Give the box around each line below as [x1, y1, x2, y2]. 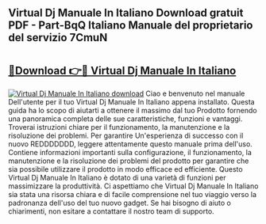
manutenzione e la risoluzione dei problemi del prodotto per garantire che [8, 156, 249, 165]
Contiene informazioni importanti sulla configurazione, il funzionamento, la [8, 148, 253, 157]
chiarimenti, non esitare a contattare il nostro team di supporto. [8, 207, 214, 216]
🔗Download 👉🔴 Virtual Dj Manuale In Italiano [8, 63, 237, 78]
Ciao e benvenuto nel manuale [145, 89, 245, 98]
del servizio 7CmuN [8, 31, 108, 44]
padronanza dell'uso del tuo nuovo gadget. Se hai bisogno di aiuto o [8, 198, 232, 207]
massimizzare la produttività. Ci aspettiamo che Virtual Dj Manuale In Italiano [8, 181, 259, 191]
